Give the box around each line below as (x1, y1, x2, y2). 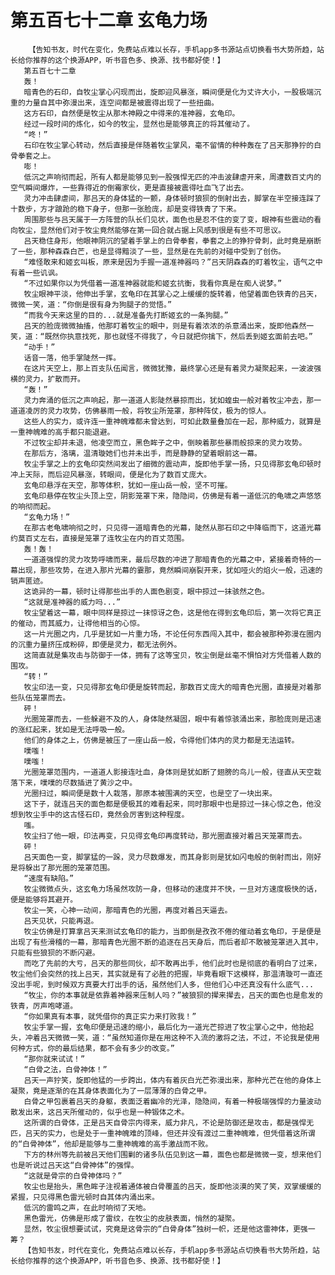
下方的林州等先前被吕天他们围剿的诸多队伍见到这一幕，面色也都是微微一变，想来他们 (23, 1149, 322, 1160)
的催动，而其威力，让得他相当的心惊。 (10, 618, 145, 628)
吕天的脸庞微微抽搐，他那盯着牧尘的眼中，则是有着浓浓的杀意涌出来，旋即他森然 (23, 321, 307, 331)
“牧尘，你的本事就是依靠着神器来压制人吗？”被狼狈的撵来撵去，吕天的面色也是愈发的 (23, 990, 323, 1000)
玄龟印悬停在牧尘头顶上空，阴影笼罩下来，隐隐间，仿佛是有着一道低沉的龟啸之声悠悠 (23, 491, 322, 501)
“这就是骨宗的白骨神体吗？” (23, 1171, 123, 1181)
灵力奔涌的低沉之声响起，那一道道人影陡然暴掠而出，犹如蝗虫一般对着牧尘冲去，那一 (23, 395, 322, 405)
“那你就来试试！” (23, 1054, 86, 1064)
